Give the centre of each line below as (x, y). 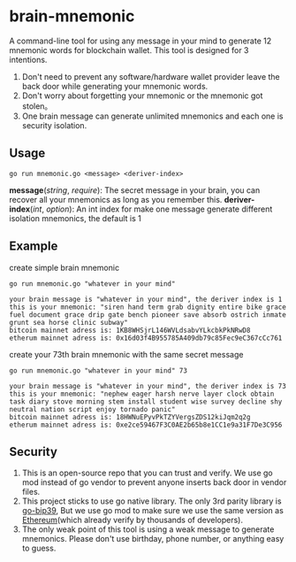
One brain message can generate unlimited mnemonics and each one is (152, 116)
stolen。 (37, 106)
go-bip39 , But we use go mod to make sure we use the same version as (153, 511)
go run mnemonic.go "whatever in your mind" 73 (99, 370)
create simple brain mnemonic (65, 267)
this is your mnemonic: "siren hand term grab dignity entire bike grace (148, 307)
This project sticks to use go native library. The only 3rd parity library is (152, 501)
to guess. (39, 548)
